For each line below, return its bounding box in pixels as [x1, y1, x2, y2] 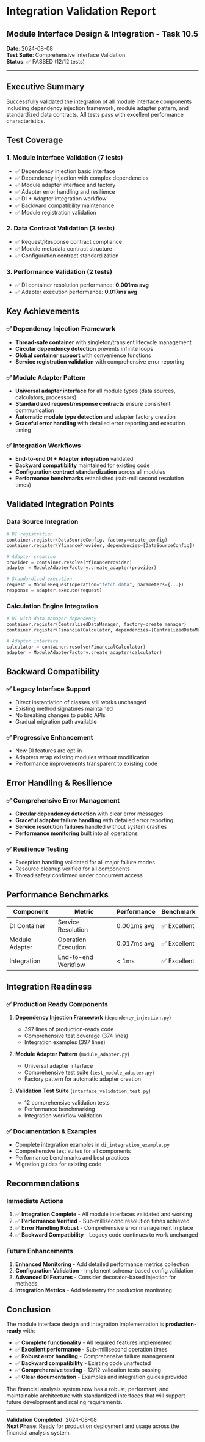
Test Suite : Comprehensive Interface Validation [6, 51, 126, 59]
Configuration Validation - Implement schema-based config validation [15, 1267, 194, 1275]
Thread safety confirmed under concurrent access [15, 872, 143, 879]
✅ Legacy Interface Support [6, 685, 91, 693]
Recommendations [6, 1178, 80, 1188]
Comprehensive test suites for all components [15, 1147, 131, 1155]
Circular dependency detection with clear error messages [15, 810, 164, 817]
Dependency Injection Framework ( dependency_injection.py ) [15, 1013, 171, 1021]
